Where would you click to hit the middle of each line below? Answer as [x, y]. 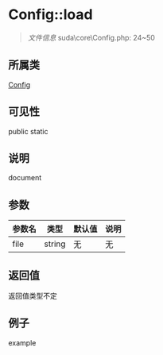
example [22, 342]
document [25, 178]
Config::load [50, 15]
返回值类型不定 [33, 296]
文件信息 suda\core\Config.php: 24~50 [91, 37]
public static [29, 131]
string [55, 244]
